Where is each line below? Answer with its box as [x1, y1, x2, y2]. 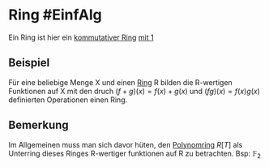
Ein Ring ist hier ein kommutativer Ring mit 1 [8, 32, 154, 42]
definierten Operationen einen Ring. [8, 95, 128, 105]
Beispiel [8, 56, 50, 70]
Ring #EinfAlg [8, 6, 103, 24]
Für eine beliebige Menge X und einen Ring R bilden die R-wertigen [8, 77, 233, 87]
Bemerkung [8, 118, 69, 132]
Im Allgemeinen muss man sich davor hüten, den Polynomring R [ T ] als [8, 139, 243, 149]
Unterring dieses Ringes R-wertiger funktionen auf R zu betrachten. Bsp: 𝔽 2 [8, 148, 262, 160]
